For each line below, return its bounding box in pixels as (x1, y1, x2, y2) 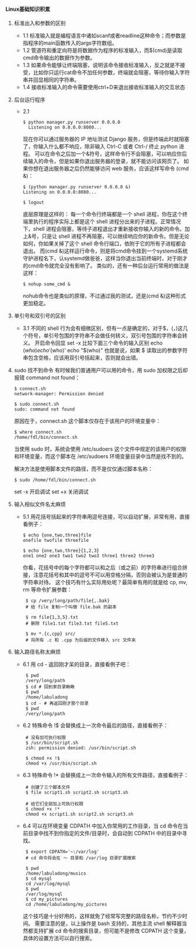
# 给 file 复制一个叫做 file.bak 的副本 (25, 604, 117, 610)
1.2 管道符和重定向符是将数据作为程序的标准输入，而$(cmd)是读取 (22, 47, 183, 54)
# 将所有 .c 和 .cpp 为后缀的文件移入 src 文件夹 (25, 637, 136, 643)
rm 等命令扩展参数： (22, 586, 73, 593)
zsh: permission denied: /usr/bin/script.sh (25, 745, 136, 751)
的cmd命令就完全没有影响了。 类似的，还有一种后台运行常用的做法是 (22, 262, 190, 269)
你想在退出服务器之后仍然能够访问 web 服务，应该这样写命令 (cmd (28, 165, 189, 172)
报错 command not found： (13, 374, 80, 381)
